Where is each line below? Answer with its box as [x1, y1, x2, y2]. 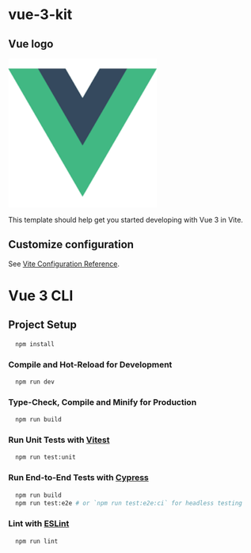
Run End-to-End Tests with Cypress [8, 472, 149, 483]
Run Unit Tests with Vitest [8, 434, 110, 445]
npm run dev [15, 378, 55, 386]
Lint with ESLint [8, 518, 70, 529]
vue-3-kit [8, 6, 73, 24]
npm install [15, 340, 55, 348]
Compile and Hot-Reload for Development [8, 359, 173, 370]
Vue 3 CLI [8, 287, 74, 304]
